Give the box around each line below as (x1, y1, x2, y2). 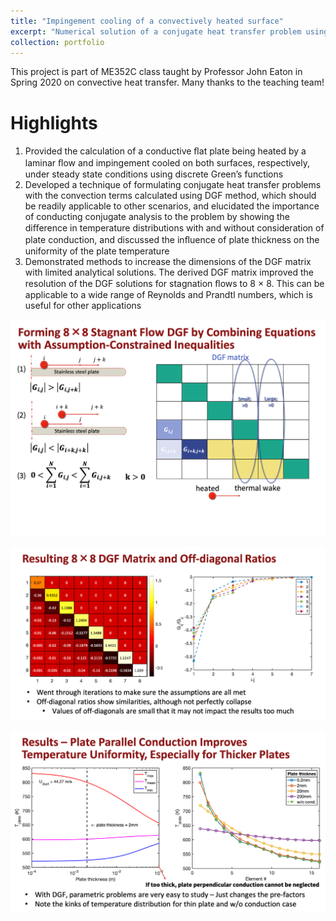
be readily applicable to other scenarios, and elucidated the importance (24, 200, 320, 212)
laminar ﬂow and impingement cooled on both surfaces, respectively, (24, 157, 311, 169)
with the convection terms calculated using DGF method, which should (24, 190, 317, 202)
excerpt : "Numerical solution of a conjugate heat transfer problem (10, 26, 302, 37)
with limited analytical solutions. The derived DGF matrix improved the (24, 266, 314, 279)
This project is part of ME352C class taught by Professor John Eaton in (10, 66, 303, 78)
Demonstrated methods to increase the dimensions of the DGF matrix (24, 256, 312, 268)
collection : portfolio (10, 37, 105, 47)
